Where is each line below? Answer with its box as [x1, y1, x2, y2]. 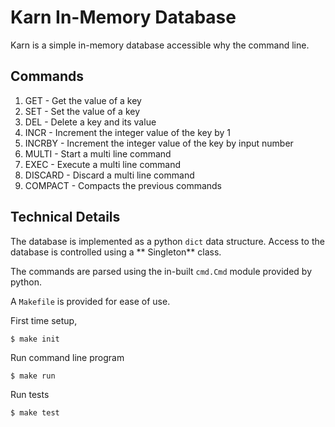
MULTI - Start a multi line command [24, 147, 172, 160]
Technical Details [10, 209, 121, 226]
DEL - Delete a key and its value [24, 116, 157, 128]
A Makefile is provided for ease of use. [10, 295, 171, 307]
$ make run [10, 371, 56, 381]
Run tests [10, 388, 50, 400]
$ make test [10, 407, 60, 418]
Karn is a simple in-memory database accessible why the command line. [10, 39, 310, 51]
